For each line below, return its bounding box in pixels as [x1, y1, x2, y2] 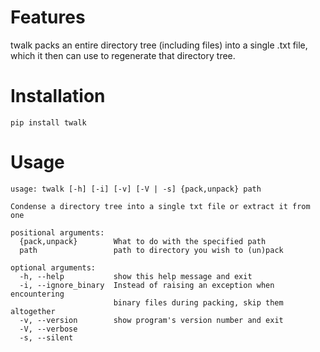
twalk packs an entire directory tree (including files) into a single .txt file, [10, 39, 308, 51]
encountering [10, 289, 65, 299]
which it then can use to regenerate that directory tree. [10, 49, 236, 61]
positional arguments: [10, 227, 105, 238]
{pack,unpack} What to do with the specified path [19, 236, 267, 246]
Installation [10, 85, 106, 108]
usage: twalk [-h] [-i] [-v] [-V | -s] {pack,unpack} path [10, 184, 262, 194]
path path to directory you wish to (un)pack [19, 245, 284, 255]
